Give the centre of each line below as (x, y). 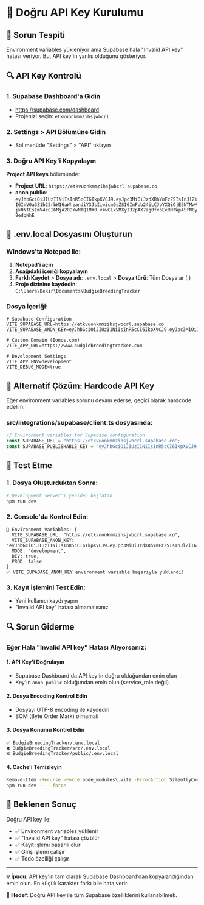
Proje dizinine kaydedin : (46, 284)
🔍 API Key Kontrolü (44, 76)
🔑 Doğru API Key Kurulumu (75, 12)
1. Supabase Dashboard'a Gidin (53, 96)
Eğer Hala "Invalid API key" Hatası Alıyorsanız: (76, 647)
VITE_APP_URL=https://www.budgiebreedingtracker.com (74, 346)
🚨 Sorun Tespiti (36, 35)
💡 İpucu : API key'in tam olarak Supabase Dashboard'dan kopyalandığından (100, 876)
